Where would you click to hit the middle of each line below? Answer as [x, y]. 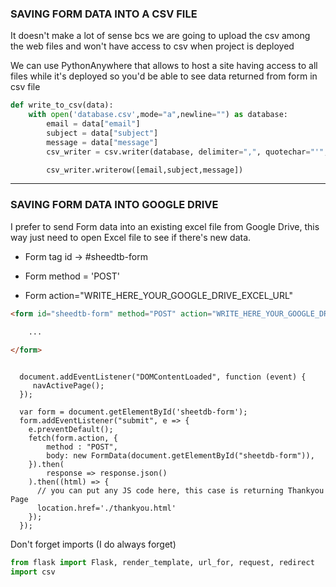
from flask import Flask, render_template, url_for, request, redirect [162, 563]
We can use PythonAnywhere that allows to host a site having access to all [164, 66]
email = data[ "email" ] [93, 124]
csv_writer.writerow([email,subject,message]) [145, 170]
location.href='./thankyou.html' [106, 508]
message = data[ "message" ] [102, 142]
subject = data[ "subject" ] [102, 133]
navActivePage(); [68, 386]
